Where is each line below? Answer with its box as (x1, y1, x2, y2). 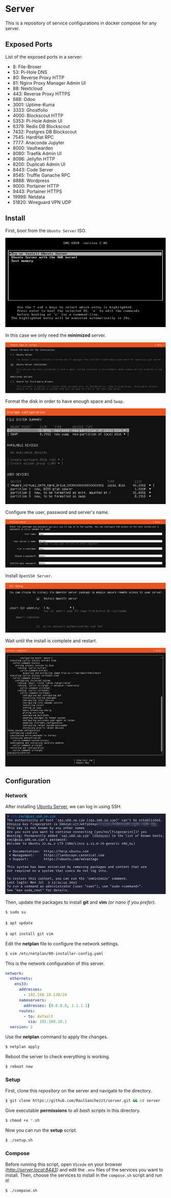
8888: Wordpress (12, 177, 50, 184)
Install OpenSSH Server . (5, 572, 52, 579)
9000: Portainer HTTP (12, 183, 60, 189)
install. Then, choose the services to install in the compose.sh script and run (5, 1172, 162, 1179)
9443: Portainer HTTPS (12, 188, 62, 194)
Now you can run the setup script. (5, 1127, 77, 1133)
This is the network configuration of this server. (5, 960, 105, 966)
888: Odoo (12, 96, 36, 102)
